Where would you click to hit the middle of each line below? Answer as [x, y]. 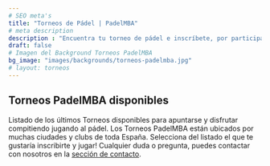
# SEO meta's [30, 16]
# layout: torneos [39, 68]
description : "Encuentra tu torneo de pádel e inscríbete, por [118, 38]
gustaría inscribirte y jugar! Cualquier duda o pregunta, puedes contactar [129, 145]
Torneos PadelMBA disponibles [89, 101]
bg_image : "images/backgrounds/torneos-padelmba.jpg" [100, 61]
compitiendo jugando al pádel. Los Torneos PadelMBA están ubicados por [131, 128]
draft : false [30, 46]
